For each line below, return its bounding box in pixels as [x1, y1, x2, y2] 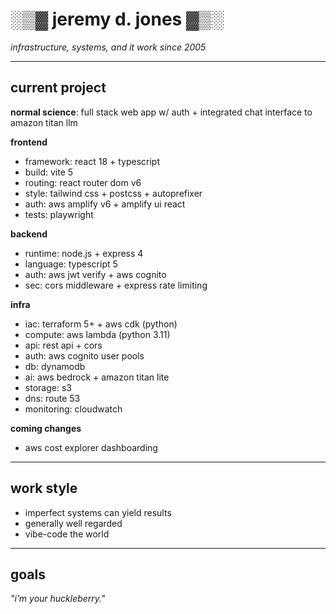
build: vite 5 [24, 166, 74, 178]
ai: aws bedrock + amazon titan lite [24, 371, 170, 383]
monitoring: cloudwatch [24, 403, 123, 415]
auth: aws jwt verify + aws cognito [24, 268, 167, 280]
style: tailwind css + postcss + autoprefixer [24, 187, 203, 199]
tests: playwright [24, 208, 94, 220]
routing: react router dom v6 [24, 176, 142, 188]
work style [10, 480, 78, 497]
